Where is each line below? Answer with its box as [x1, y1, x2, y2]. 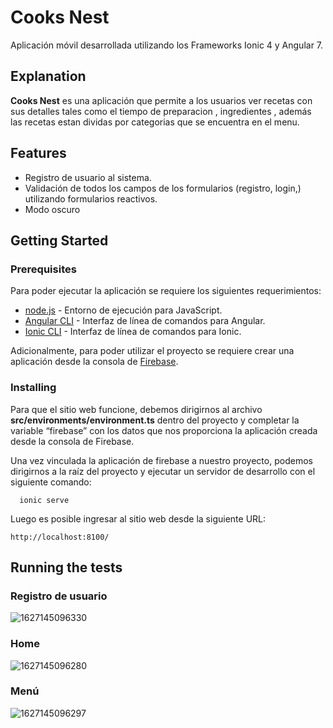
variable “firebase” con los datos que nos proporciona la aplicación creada [10, 424, 318, 436]
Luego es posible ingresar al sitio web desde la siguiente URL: [10, 512, 267, 525]
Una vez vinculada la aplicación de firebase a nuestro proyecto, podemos [10, 454, 313, 466]
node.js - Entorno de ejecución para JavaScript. [24, 304, 223, 316]
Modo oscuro [24, 203, 81, 215]
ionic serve [19, 495, 70, 505]
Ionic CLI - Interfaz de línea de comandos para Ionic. [24, 326, 242, 338]
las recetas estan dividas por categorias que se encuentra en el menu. [10, 116, 300, 128]
